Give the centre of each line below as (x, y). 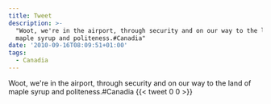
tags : (17, 53)
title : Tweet (30, 16)
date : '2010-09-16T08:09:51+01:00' (68, 46)
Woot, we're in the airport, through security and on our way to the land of (130, 83)
